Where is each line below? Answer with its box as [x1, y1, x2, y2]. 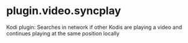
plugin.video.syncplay [6, 4, 122, 18]
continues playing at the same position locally [6, 29, 120, 37]
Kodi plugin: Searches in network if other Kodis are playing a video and [6, 24, 183, 31]
